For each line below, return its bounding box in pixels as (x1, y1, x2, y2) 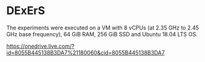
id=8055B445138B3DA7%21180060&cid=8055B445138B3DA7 (6, 48, 165, 56)
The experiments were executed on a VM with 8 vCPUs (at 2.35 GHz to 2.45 (6, 24, 199, 31)
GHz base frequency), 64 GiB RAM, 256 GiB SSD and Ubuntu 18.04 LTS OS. (6, 30, 198, 37)
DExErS (6, 4, 45, 18)
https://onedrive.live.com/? (6, 42, 75, 50)
